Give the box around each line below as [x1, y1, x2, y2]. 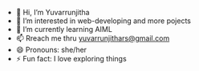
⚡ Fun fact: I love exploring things [15, 54, 127, 63]
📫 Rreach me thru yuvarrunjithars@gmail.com [15, 34, 170, 43]
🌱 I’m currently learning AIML [15, 25, 112, 34]
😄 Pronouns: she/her [15, 45, 87, 54]
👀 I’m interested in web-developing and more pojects [15, 16, 191, 26]
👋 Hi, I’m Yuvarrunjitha [15, 8, 90, 17]
